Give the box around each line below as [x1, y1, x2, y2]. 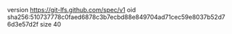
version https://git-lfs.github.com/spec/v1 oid [7, 6, 136, 14]
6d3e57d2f [7, 20, 39, 28]
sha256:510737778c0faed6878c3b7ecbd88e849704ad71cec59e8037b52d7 [7, 13, 226, 21]
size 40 [39, 20, 62, 28]
